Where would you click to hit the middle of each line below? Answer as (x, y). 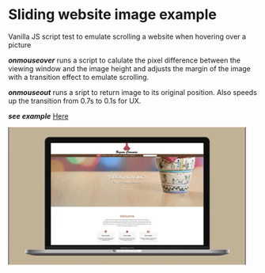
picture (20, 44)
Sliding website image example (113, 15)
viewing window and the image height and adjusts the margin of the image (129, 68)
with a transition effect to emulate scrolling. (79, 77)
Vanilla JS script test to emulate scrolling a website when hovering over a (127, 36)
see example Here (38, 116)
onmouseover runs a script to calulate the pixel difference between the (125, 60)
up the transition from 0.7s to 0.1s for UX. (75, 100)
